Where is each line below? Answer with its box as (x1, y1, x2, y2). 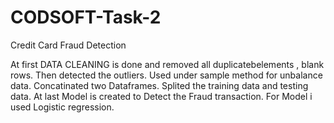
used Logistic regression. (10, 101, 115, 113)
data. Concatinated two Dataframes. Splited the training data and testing (10, 79, 309, 91)
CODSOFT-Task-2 (10, 6, 162, 29)
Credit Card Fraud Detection (10, 39, 127, 51)
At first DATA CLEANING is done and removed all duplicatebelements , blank (10, 58, 325, 70)
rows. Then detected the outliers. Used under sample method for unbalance (10, 69, 323, 81)
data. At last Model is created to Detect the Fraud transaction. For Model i (10, 90, 313, 102)
